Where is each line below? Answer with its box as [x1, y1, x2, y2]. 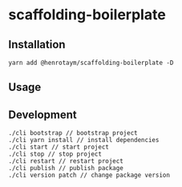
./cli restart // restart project [8, 157, 124, 165]
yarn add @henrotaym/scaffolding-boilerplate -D [8, 59, 174, 67]
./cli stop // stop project [8, 150, 103, 158]
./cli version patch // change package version [8, 171, 171, 180]
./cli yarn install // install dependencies [8, 136, 160, 144]
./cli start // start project [8, 143, 110, 152]
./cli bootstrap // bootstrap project [8, 129, 138, 137]
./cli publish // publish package [8, 165, 124, 173]
